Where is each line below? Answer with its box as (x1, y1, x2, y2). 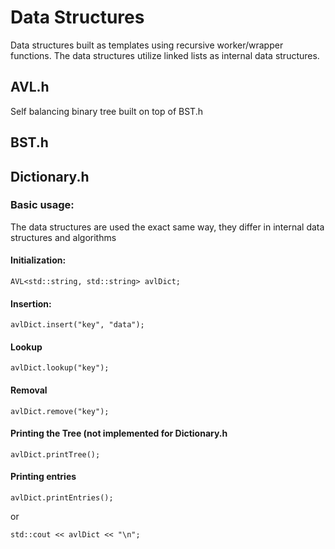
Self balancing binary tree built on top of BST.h (10, 105, 203, 117)
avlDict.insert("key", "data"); (10, 320, 145, 330)
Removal (10, 384, 48, 396)
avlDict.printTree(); (10, 449, 101, 460)
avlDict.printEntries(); (10, 493, 114, 503)
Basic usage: (10, 198, 75, 212)
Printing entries (10, 471, 77, 483)
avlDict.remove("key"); (10, 406, 110, 416)
